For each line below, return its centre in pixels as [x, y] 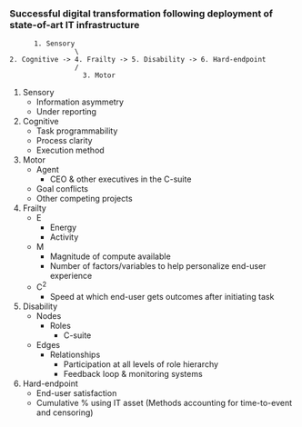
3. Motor [99, 75]
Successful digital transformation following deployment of [141, 14]
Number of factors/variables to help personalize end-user [158, 266]
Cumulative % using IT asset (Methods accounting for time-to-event [164, 402]
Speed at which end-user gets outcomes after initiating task [162, 296]
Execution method [70, 150]
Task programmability [77, 131]
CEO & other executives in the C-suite [121, 179]
